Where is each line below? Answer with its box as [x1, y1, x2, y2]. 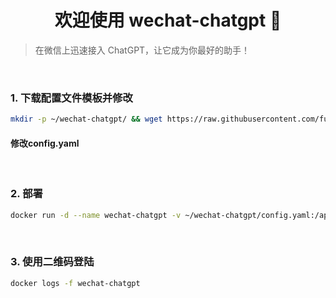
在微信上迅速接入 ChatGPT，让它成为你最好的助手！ [34, 44, 251, 56]
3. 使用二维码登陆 [10, 255, 95, 269]
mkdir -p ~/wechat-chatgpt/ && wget [10, 114, 163, 125]
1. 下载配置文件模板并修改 [10, 91, 133, 105]
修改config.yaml [10, 137, 80, 149]
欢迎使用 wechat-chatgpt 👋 [54, 9, 282, 32]
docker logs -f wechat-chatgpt [10, 278, 141, 288]
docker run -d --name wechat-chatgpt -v [10, 210, 182, 220]
